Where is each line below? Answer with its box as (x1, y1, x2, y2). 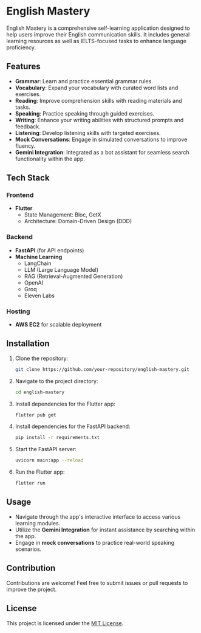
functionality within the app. (15, 155, 85, 162)
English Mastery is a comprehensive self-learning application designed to (6, 24, 190, 32)
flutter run (15, 480, 46, 486)
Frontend (6, 191, 34, 199)
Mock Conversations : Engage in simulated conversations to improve (15, 136, 188, 143)
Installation (6, 339, 50, 349)
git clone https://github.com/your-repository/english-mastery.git (15, 366, 189, 372)
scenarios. (15, 545, 42, 553)
